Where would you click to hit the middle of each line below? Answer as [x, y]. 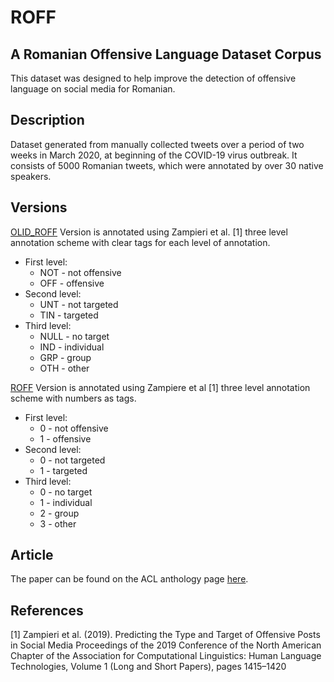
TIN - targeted [69, 315]
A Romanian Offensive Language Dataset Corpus [166, 54]
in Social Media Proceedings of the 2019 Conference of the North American [166, 645]
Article [32, 555]
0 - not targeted [72, 460]
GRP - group [65, 357]
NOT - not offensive [80, 272]
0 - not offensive [74, 428]
